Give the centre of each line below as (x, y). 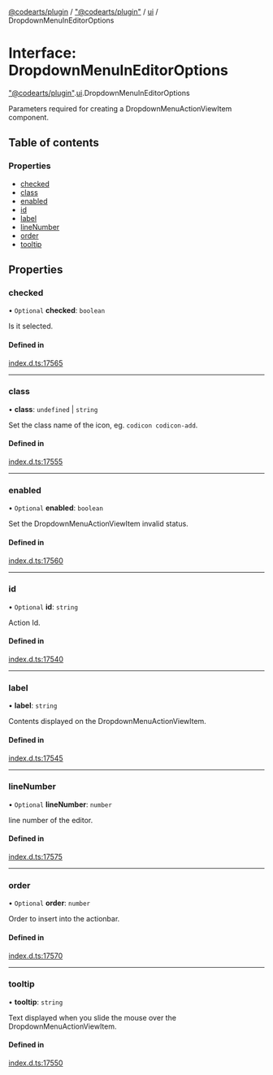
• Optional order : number (50, 903)
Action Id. (24, 622)
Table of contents (54, 143)
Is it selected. (31, 326)
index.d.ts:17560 (36, 561)
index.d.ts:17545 (36, 758)
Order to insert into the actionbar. (64, 919)
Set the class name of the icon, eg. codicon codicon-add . (103, 425)
